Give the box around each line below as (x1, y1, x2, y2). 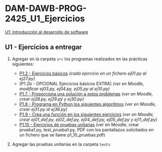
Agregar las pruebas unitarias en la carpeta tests (12, 141, 111, 147)
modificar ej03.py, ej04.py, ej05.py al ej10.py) (19, 85, 110, 92)
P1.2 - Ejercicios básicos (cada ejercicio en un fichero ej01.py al (19, 70, 147, 76)
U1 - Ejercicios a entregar (5, 43, 82, 51)
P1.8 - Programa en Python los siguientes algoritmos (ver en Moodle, (19, 101, 156, 107)
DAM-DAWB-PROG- (5, 3, 87, 14)
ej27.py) (19, 75, 35, 81)
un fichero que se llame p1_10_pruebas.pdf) (19, 132, 105, 138)
